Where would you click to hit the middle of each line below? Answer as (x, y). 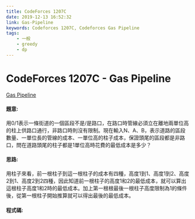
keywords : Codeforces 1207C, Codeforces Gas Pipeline (73, 28)
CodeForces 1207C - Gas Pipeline (88, 78)
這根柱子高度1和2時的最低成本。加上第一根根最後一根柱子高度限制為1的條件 (97, 189)
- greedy (27, 45)
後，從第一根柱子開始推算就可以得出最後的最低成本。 (70, 196)
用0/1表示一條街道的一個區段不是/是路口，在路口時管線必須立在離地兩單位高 (97, 123)
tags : (13, 33)
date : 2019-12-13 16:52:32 (39, 17)
